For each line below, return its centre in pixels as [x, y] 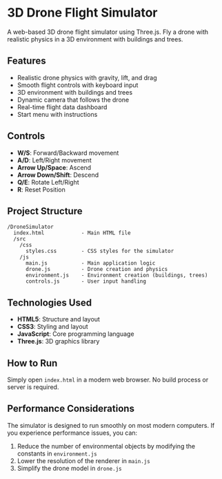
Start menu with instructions [57, 114]
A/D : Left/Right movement [54, 160]
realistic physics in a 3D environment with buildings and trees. [95, 39]
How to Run [32, 363]
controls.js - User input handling [86, 281]
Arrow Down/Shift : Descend [58, 175]
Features [27, 61]
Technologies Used [49, 302]
